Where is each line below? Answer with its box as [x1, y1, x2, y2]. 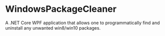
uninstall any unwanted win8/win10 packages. [5, 25, 101, 31]
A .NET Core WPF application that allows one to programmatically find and [5, 20, 160, 26]
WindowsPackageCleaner [5, 3, 117, 15]
